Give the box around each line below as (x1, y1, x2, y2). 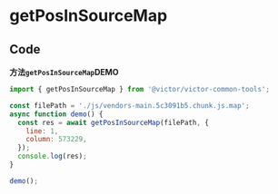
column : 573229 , (25, 135, 88, 144)
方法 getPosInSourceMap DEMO (9, 67, 120, 77)
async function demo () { (9, 110, 104, 119)
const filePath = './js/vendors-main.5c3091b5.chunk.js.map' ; (9, 101, 250, 110)
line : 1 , (25, 126, 59, 136)
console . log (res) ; (17, 151, 88, 161)
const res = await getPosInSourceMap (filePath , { (17, 118, 209, 127)
